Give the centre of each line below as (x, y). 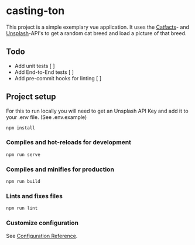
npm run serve (23, 154)
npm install (20, 128)
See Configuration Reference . (42, 236)
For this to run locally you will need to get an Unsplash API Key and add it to (97, 111)
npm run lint (22, 208)
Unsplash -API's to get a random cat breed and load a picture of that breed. (96, 33)
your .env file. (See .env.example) (47, 117)
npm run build (23, 182)
